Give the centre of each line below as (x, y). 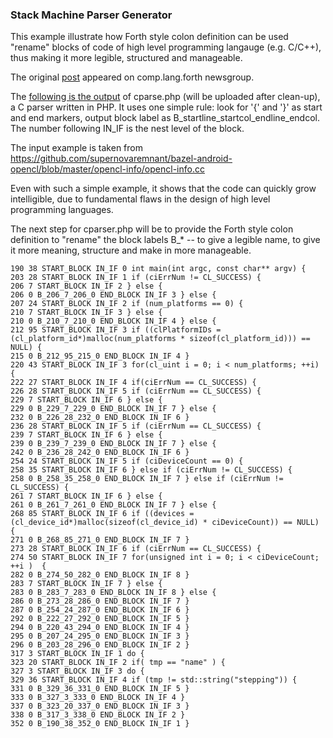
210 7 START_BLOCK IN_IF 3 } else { (86, 313)
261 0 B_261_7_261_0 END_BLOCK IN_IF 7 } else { (113, 505)
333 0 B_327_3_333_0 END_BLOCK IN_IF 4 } (98, 698)
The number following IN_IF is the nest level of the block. (127, 129)
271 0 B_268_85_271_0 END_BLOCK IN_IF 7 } (100, 540)
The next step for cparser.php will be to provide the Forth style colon (152, 229)
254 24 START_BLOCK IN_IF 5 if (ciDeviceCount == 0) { (127, 461)
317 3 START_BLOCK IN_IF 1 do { (77, 654)
